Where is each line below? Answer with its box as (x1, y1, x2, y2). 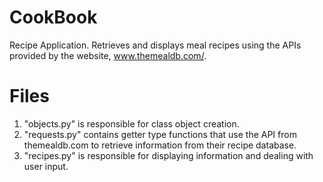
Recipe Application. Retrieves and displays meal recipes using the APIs (9, 39, 302, 51)
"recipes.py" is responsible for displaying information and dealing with (23, 149, 314, 161)
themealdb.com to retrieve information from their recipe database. (23, 139, 297, 151)
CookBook (9, 6, 98, 29)
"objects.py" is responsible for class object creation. (23, 117, 240, 130)
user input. (23, 160, 69, 172)
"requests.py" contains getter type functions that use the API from (23, 128, 297, 140)
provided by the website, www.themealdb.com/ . (9, 49, 207, 61)
